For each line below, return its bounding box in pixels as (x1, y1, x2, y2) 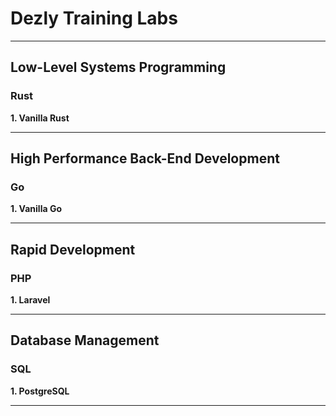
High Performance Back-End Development (10, 150, 280, 167)
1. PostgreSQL (10, 385, 70, 397)
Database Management (10, 332, 160, 349)
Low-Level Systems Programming (10, 59, 227, 76)
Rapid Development (10, 241, 136, 258)
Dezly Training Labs (10, 7, 178, 30)
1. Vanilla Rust (10, 112, 70, 124)
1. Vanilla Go (10, 203, 62, 215)
